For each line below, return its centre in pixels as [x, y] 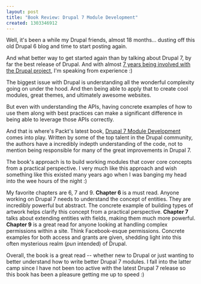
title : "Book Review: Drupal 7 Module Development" [72, 17]
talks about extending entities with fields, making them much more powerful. [101, 218]
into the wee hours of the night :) [47, 181]
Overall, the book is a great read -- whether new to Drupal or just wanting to [100, 255]
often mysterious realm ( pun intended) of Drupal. [67, 244]
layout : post [22, 12]
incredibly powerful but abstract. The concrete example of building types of [100, 205]
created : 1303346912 [32, 23]
